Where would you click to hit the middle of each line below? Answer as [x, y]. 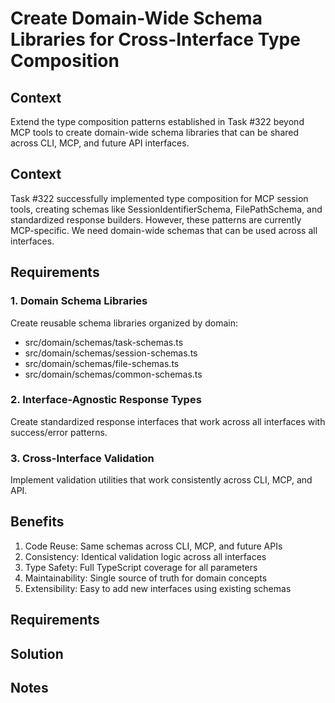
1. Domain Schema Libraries [79, 301]
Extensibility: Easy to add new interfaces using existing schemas [158, 588]
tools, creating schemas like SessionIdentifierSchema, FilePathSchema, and [166, 209]
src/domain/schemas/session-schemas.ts [111, 353]
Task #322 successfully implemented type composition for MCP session [159, 198]
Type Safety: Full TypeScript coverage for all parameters [141, 567]
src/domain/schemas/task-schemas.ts [104, 342]
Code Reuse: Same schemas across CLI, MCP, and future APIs [153, 546]
